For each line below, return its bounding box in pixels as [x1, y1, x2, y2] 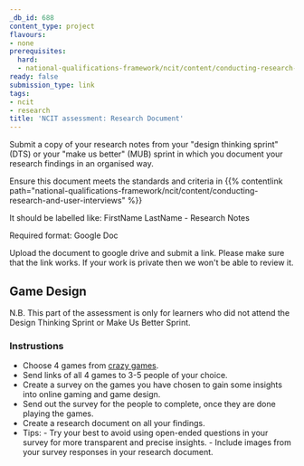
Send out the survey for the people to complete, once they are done [22, 399, 276, 410]
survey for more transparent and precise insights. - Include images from [22, 437, 291, 448]
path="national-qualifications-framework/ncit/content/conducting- [9, 185, 259, 196]
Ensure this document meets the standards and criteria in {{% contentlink [9, 176, 283, 186]
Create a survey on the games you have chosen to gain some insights [22, 379, 283, 390]
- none [9, 38, 34, 48]
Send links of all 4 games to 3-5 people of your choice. [22, 370, 228, 381]
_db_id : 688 [9, 13, 54, 23]
